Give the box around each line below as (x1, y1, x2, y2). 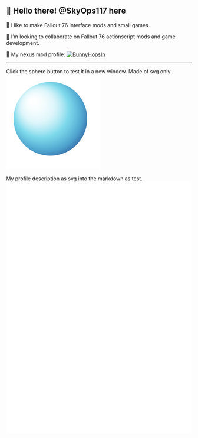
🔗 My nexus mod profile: (6, 51, 66, 58)
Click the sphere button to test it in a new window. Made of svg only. (6, 67, 172, 74)
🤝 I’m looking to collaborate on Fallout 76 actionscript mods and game (6, 33, 176, 40)
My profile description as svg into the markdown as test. (6, 175, 143, 182)
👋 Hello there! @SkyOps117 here (6, 6, 126, 16)
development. (6, 39, 39, 46)
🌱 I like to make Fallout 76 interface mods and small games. (6, 21, 150, 28)
